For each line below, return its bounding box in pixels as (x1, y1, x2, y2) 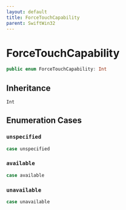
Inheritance (6, 83, 51, 93)
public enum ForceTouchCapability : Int (6, 66, 107, 73)
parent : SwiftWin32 (6, 20, 56, 26)
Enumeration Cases (6, 116, 82, 126)
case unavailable (6, 199, 50, 205)
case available (6, 172, 45, 179)
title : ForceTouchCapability (6, 15, 80, 21)
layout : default (6, 8, 47, 15)
